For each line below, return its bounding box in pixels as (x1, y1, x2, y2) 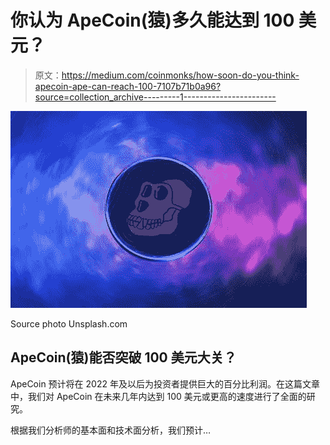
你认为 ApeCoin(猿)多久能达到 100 (10, 9, 295, 32)
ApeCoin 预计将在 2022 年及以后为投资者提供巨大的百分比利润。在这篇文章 (10, 377, 320, 390)
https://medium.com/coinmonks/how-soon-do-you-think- (61, 69, 300, 81)
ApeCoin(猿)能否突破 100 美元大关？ (10, 349, 237, 366)
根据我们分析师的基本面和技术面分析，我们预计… (10, 424, 212, 436)
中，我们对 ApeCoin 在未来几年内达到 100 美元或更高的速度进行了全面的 (10, 390, 307, 402)
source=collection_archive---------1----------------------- (34, 91, 277, 103)
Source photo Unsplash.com (10, 317, 128, 330)
